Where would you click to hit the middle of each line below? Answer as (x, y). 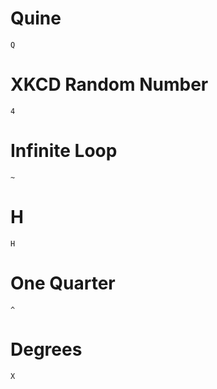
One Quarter (63, 283)
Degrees (46, 349)
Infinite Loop (64, 151)
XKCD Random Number (109, 84)
